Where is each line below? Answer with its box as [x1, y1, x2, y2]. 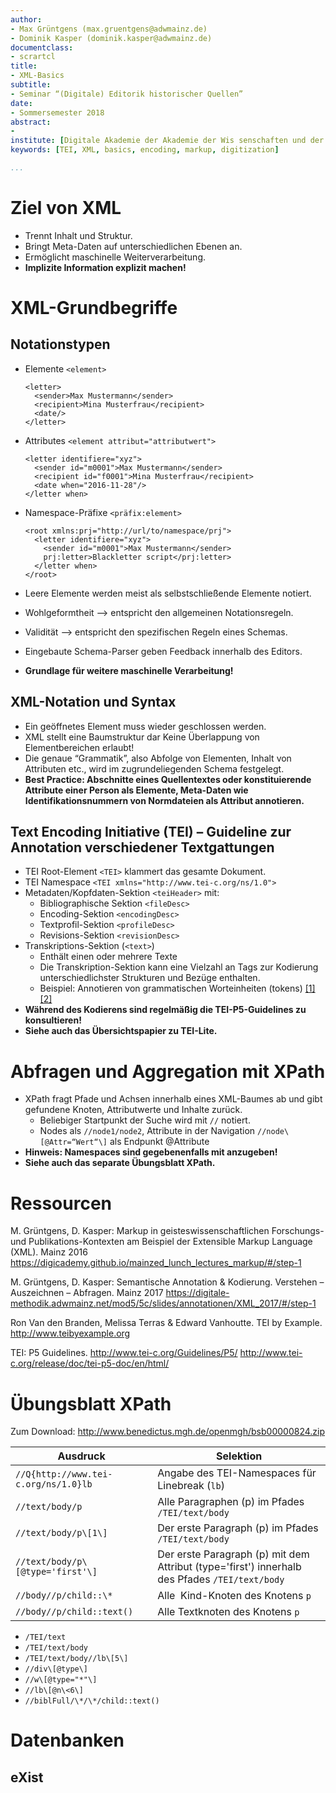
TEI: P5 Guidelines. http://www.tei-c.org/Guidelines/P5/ [10, 1347, 238, 1359]
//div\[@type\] [24, 1664, 89, 1675]
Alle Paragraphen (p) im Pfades [157, 1495, 305, 1509]
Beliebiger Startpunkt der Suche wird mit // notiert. [39, 1114, 251, 1126]
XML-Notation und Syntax [10, 694, 177, 711]
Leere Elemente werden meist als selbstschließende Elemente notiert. [24, 587, 312, 599]
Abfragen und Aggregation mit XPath [10, 1060, 326, 1083]
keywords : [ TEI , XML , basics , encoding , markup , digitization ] [10, 145, 280, 155]
